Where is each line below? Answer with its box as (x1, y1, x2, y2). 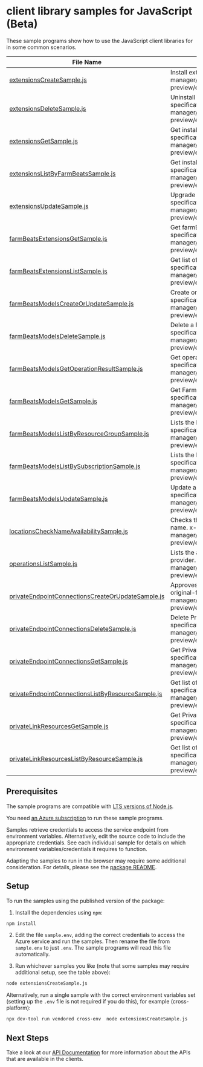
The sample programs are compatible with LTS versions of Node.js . (6, 803, 174, 810)
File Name (72, 57, 102, 66)
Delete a (170, 321, 195, 329)
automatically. (14, 951, 50, 958)
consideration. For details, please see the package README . (6, 863, 157, 870)
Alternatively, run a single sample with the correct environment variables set (6, 991, 196, 999)
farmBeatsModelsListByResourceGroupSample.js (9, 429, 149, 438)
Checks (170, 515, 192, 524)
